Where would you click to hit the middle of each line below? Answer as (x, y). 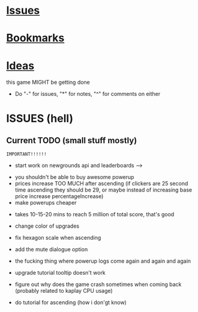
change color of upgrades (47, 226)
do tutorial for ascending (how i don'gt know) (71, 302)
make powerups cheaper (46, 203)
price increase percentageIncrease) (59, 196)
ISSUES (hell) (40, 118)
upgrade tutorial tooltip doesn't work (60, 273)
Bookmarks (35, 38)
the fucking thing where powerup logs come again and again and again (103, 261)
